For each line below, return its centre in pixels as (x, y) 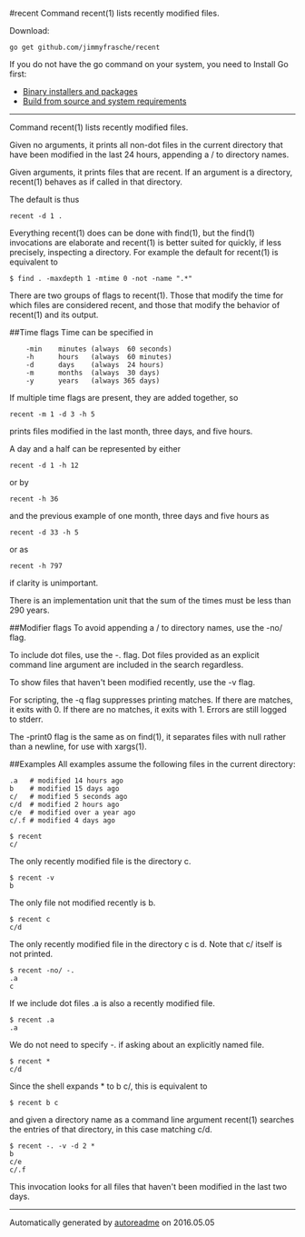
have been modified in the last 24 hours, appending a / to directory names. (149, 155)
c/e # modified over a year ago (73, 813)
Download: (30, 30)
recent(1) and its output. (54, 314)
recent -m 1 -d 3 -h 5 (52, 414)
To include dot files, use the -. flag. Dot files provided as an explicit (135, 655)
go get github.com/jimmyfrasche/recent (85, 47)
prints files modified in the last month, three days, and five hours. (131, 431)
